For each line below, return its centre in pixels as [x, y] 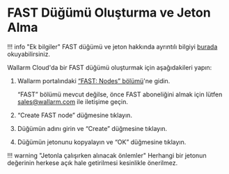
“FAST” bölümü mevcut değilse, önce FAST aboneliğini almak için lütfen [120, 94]
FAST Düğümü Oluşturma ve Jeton [109, 13]
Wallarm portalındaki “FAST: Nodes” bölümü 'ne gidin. [94, 80]
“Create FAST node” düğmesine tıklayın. [74, 115]
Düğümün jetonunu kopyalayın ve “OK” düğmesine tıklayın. [102, 142]
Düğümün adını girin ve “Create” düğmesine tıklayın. [92, 128]
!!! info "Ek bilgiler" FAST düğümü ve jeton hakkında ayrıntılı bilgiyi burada [112, 46]
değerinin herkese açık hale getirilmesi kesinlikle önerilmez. [93, 163]
